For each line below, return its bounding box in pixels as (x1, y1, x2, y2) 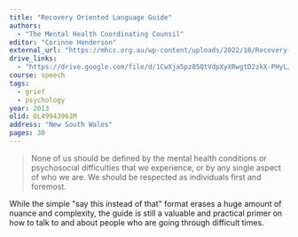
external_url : (9, 46, 62, 55)
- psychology (17, 95, 66, 105)
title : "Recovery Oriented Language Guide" (9, 12, 173, 22)
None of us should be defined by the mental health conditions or (30, 153, 268, 163)
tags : (9, 79, 29, 88)
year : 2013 (9, 104, 50, 113)
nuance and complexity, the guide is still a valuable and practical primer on (9, 208, 283, 218)
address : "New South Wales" (9, 121, 114, 130)
